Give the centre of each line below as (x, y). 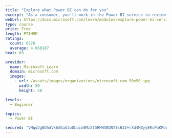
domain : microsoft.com (34, 72)
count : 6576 (23, 43)
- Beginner (21, 105)
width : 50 (29, 86)
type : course (19, 24)
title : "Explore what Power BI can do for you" (57, 10)
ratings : (15, 39)
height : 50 (30, 90)
